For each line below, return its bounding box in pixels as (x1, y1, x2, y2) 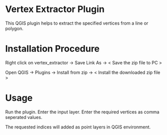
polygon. (5, 25, 24, 31)
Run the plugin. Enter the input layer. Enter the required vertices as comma (5, 109, 159, 115)
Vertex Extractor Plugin (5, 4, 105, 15)
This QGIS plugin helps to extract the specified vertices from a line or (5, 20, 148, 26)
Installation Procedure (5, 43, 100, 55)
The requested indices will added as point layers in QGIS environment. (5, 124, 151, 130)
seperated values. (5, 114, 43, 120)
